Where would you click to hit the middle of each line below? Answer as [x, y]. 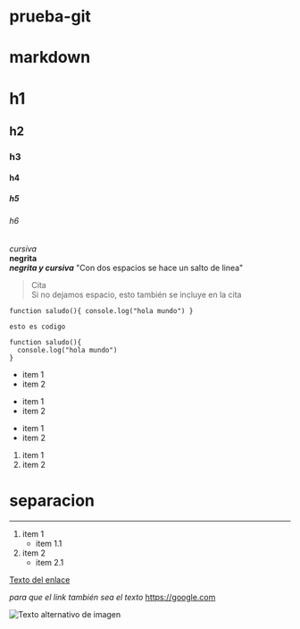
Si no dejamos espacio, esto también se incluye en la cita [136, 295]
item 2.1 [50, 562]
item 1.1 [49, 543]
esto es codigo [37, 327]
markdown [50, 58]
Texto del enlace [40, 580]
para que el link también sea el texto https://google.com [112, 597]
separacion [52, 501]
